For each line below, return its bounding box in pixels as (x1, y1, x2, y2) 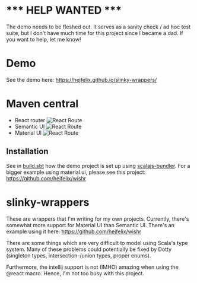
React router (14, 116, 46, 123)
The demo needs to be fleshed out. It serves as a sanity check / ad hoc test (6, 23, 191, 30)
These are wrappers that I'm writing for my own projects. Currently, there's (6, 215, 189, 222)
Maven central (6, 97, 79, 110)
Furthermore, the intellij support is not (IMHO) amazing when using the (6, 263, 179, 271)
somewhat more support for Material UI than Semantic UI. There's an (6, 221, 175, 228)
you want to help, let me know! (6, 36, 81, 43)
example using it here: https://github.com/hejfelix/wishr (6, 228, 142, 235)
